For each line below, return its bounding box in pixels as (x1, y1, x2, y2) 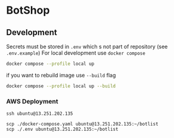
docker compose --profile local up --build (6, 83, 116, 89)
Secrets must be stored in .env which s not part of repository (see (6, 43, 168, 50)
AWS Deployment (6, 97, 58, 105)
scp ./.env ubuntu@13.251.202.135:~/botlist (6, 126, 119, 133)
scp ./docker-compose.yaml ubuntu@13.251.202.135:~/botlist (6, 121, 159, 127)
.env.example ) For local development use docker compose (6, 49, 146, 57)
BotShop (6, 4, 50, 17)
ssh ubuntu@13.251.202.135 (6, 111, 73, 117)
